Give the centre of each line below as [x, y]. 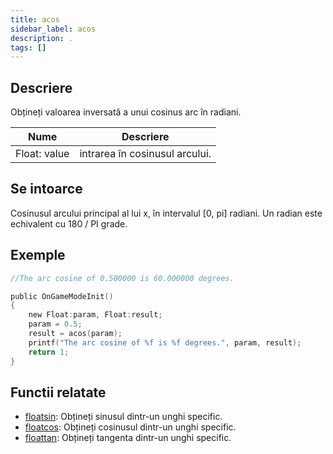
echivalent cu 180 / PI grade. [69, 223]
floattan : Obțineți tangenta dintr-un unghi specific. [128, 438]
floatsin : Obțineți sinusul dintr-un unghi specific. [123, 417]
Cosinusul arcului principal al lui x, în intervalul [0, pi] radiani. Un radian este [166, 213]
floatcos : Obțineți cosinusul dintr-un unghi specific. [130, 427]
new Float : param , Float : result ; [95, 315]
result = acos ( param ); [75, 334]
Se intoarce [46, 189]
